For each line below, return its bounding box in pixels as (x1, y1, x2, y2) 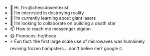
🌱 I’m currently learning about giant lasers (9, 15, 96, 21)
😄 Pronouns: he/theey (9, 33, 56, 39)
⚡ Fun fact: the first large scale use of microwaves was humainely (9, 38, 145, 44)
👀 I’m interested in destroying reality (9, 10, 84, 16)
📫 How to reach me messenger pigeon (9, 26, 91, 31)
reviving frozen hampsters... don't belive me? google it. (9, 46, 124, 51)
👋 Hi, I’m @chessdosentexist (9, 5, 69, 10)
